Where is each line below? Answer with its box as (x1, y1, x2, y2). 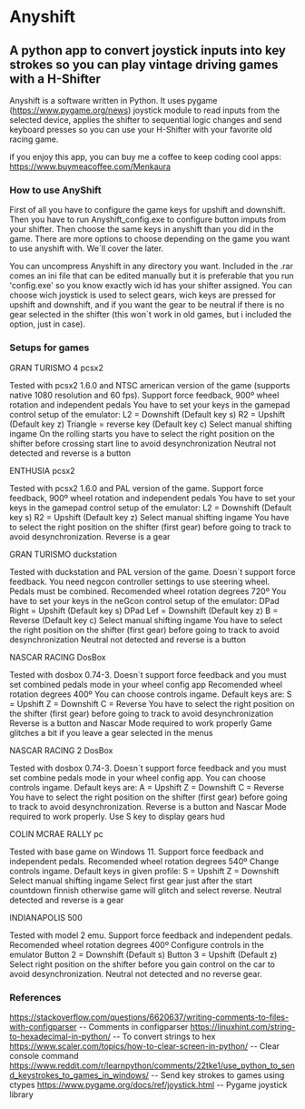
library (9, 1089, 34, 1100)
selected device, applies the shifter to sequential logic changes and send (9, 115, 282, 125)
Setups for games (9, 341, 90, 354)
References (9, 991, 62, 1003)
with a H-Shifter (9, 71, 102, 86)
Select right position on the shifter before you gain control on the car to (9, 958, 275, 970)
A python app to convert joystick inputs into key (9, 43, 286, 58)
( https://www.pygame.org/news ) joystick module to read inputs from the (9, 105, 280, 116)
